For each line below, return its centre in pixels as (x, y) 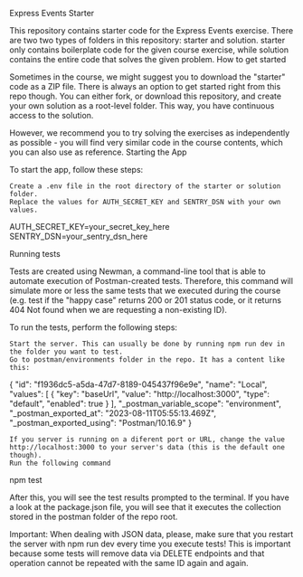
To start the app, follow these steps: (76, 170)
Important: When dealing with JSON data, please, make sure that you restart (151, 534)
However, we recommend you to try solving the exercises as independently (150, 133)
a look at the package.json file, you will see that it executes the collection (146, 507)
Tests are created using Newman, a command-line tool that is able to (138, 271)
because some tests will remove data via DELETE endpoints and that (137, 553)
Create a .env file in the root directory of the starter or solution (145, 186)
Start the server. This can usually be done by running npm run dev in (147, 344)
